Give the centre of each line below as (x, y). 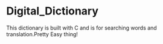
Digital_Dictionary (52, 11)
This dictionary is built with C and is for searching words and (81, 28)
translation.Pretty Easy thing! (42, 34)
